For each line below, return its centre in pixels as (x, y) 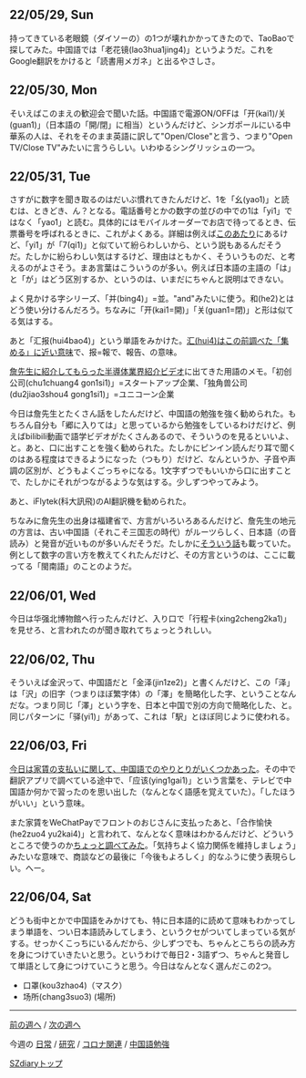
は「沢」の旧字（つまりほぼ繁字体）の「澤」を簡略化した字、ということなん (153, 694)
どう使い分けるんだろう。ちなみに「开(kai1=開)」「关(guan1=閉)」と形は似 (148, 310)
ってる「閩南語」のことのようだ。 (73, 566)
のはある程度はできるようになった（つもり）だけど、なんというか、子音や (149, 459)
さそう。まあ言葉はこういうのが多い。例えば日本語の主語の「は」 (172, 268)
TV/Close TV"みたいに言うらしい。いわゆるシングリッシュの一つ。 (135, 147)
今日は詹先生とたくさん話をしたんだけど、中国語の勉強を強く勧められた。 (149, 414)
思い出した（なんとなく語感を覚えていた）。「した (189, 791)
